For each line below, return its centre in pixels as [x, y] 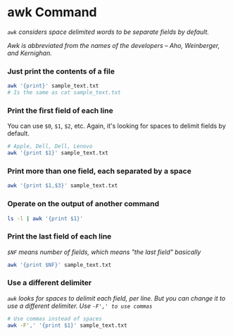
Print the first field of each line [61, 110]
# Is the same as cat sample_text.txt [64, 92]
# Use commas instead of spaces [55, 318]
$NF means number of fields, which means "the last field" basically [104, 252]
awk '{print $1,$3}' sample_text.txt [63, 186]
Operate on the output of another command [83, 204]
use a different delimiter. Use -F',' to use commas [80, 306]
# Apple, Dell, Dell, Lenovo [50, 146]
